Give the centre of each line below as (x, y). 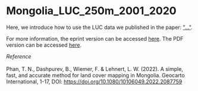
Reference (19, 56)
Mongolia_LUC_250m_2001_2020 (91, 11)
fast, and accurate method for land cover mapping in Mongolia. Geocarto (96, 75)
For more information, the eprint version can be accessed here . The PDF (95, 38)
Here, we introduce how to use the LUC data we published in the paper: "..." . (100, 27)
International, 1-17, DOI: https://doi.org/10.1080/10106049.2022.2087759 (94, 82)
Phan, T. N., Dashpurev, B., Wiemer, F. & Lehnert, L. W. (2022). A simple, (95, 69)
